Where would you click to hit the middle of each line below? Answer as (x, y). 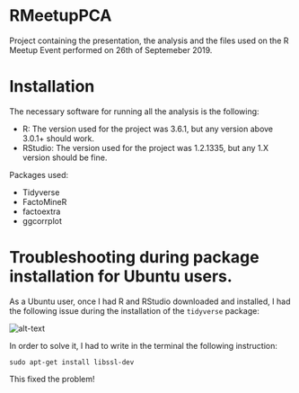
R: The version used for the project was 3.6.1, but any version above (148, 129)
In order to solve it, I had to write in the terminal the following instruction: (144, 345)
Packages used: (39, 174)
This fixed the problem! (52, 379)
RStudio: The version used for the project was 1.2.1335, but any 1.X (145, 147)
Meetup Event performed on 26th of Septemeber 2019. (111, 49)
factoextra (41, 211)
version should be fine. (65, 157)
